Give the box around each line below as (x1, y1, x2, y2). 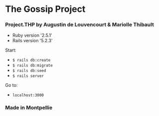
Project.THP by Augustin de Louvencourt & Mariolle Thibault (5, 21, 154, 28)
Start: (5, 47, 16, 53)
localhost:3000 (12, 93, 44, 98)
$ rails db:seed (12, 68, 46, 73)
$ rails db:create (12, 58, 51, 63)
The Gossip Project (5, 3, 85, 15)
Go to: (5, 82, 18, 88)
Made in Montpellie (5, 104, 53, 111)
